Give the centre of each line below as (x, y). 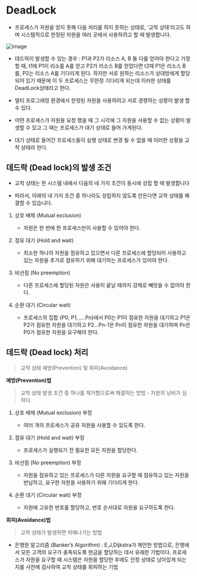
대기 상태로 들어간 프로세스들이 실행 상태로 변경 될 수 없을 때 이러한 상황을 (99, 140)
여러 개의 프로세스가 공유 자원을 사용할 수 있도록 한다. (84, 425)
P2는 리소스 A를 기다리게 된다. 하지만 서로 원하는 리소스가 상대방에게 (101, 73)
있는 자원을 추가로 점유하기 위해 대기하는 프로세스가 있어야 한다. (96, 260)
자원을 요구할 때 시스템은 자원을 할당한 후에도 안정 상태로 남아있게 (101, 560)
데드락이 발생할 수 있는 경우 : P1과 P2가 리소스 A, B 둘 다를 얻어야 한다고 (97, 58)
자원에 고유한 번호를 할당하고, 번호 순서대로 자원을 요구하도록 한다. (99, 507)
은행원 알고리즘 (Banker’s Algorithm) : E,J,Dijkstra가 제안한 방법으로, (94, 545)
